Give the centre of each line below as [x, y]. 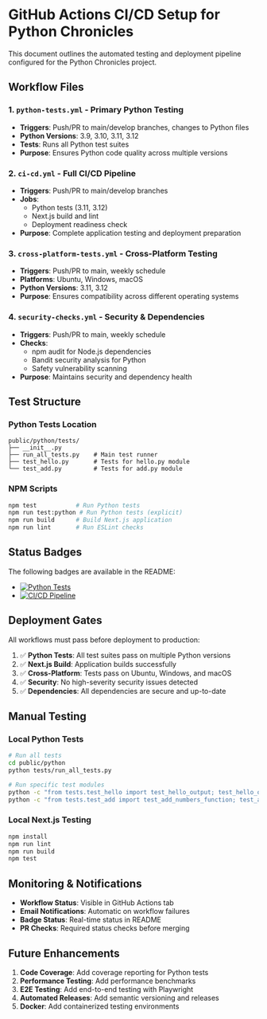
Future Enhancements [64, 953]
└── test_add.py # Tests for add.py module [95, 469]
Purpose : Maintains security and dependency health [106, 377]
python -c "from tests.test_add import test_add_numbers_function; [122, 800]
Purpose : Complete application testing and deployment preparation [130, 233]
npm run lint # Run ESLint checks [76, 527]
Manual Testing [48, 717]
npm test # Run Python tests [74, 505]
